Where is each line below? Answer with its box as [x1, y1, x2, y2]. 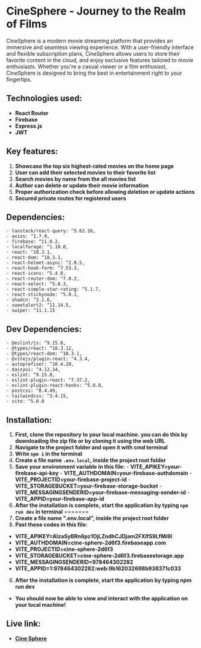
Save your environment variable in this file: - [14, 463, 129, 470]
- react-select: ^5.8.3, [6, 281, 69, 287]
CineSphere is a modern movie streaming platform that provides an [6, 37, 173, 44]
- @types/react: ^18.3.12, [6, 345, 74, 352]
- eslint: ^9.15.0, [6, 372, 56, 378]
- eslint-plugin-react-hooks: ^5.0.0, [6, 383, 104, 389]
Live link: [6, 619, 41, 629]
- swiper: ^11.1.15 [6, 308, 56, 314]
